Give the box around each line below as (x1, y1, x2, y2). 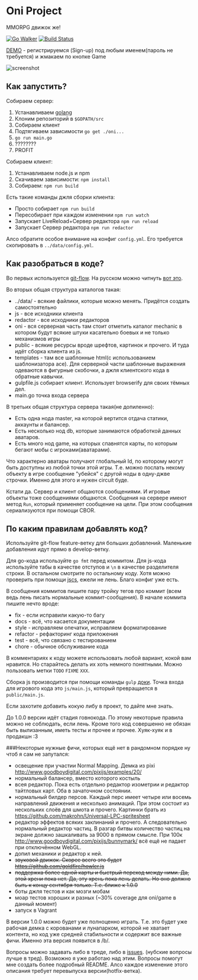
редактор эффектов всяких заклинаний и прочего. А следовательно (14, 818, 187, 826)
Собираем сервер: (6, 97, 54, 104)
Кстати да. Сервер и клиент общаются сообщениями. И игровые (6, 488, 170, 495)
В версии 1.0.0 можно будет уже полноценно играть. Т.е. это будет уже (6, 918, 187, 926)
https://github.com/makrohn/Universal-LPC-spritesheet (14, 813, 151, 820)
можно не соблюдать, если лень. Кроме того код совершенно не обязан (6, 720, 191, 727)
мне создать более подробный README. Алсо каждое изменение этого (6, 961, 188, 968)
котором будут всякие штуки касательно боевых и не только (14, 328, 170, 336)
